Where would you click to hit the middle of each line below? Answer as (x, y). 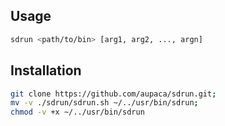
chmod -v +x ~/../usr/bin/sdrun (77, 112)
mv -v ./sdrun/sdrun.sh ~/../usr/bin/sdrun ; (104, 103)
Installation (46, 70)
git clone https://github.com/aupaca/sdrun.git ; (113, 94)
